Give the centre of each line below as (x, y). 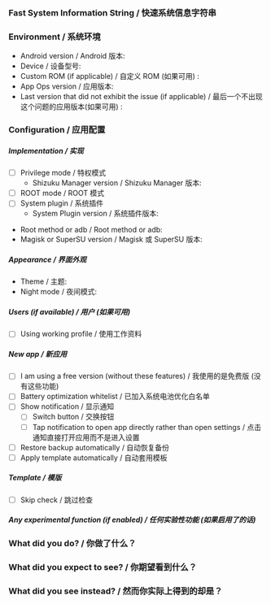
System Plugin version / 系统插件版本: (95, 214)
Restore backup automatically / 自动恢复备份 (94, 447)
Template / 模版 (35, 478)
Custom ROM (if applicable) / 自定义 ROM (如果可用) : (109, 76)
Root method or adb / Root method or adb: (91, 230)
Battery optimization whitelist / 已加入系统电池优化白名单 (115, 397)
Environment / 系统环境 (55, 37)
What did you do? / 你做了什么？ (72, 543)
